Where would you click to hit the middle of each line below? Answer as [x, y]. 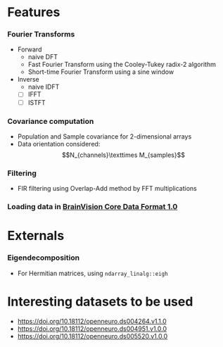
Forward [30, 49]
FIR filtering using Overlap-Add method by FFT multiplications [107, 189]
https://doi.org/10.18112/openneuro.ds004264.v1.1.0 [92, 321]
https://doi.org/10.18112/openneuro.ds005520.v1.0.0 [93, 336]
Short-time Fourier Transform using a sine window [101, 72]
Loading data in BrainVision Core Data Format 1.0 [93, 207]
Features [34, 12]
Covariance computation [51, 121]
